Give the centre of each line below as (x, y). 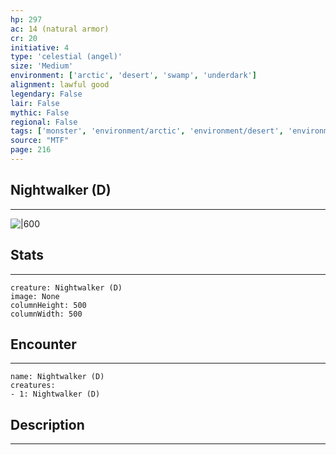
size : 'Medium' (42, 66)
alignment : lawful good (60, 85)
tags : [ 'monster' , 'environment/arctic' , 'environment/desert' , (147, 131)
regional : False (44, 122)
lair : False (35, 103)
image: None (35, 296)
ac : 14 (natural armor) (60, 29)
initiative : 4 (40, 47)
